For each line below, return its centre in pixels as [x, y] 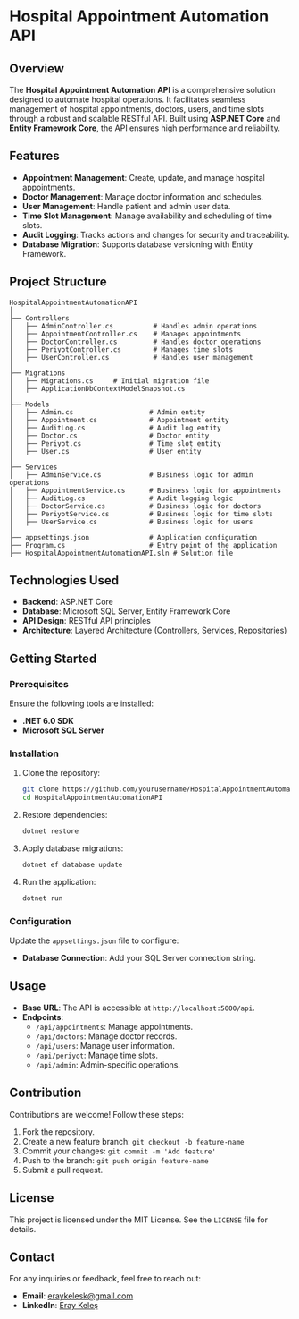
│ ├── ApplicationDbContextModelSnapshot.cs [97, 388]
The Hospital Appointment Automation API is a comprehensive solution [142, 90]
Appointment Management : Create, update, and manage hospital [143, 177]
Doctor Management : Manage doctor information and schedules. [143, 196]
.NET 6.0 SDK [48, 721]
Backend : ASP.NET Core [67, 602]
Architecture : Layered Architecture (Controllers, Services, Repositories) [154, 630]
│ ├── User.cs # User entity [105, 451]
